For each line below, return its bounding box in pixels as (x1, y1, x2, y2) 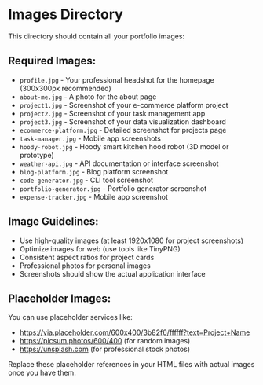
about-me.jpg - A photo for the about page (19, 92, 157, 101)
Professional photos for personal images (19, 261, 151, 270)
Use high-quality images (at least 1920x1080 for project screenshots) (19, 236, 244, 245)
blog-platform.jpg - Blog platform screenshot (19, 167, 169, 176)
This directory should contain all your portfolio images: (8, 31, 185, 41)
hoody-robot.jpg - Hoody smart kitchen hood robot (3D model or (19, 141, 229, 151)
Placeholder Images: (8, 291, 111, 305)
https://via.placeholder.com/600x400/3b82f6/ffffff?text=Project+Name (19, 328, 250, 337)
